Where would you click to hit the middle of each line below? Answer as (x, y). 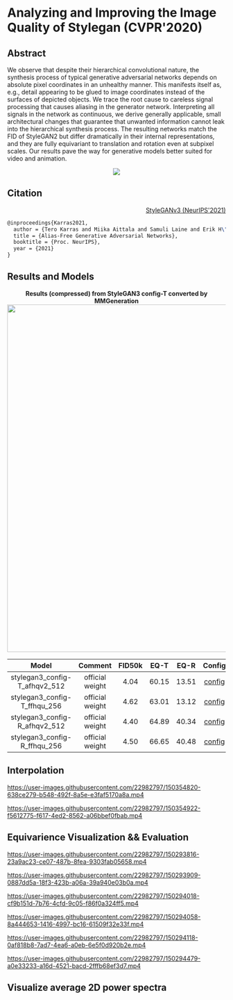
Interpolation (36, 770)
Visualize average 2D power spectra (87, 987)
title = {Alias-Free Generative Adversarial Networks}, (96, 236)
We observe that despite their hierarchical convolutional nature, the (103, 70)
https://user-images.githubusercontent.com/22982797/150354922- (104, 808)
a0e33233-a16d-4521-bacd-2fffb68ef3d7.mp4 (74, 966)
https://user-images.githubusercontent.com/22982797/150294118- (103, 937)
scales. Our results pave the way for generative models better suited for (110, 151)
